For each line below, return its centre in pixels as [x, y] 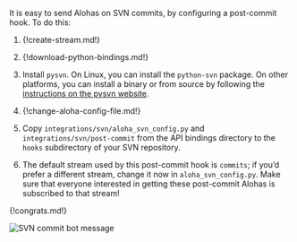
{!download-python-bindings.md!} [85, 57]
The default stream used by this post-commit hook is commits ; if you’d [151, 164]
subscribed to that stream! [71, 193]
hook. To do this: [40, 22]
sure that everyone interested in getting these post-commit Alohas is [148, 184]
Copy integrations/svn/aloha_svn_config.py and [113, 128]
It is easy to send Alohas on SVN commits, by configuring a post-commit [143, 13]
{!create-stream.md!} [61, 40]
